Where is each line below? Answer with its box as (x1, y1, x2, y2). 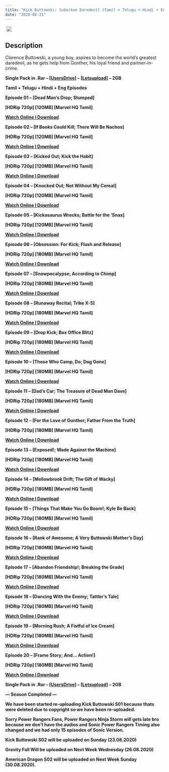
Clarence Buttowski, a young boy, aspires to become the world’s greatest (5, 55, 157, 61)
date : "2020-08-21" (5, 12, 46, 17)
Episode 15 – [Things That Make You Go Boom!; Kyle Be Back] (5, 505, 136, 511)
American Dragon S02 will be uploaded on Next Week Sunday (5, 756, 137, 762)
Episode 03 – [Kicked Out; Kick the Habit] (5, 153, 94, 160)
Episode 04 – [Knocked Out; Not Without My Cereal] (5, 183, 117, 189)
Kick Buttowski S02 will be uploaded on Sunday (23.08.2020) (5, 737, 137, 743)
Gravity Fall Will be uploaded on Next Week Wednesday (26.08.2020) (5, 747, 154, 753)
